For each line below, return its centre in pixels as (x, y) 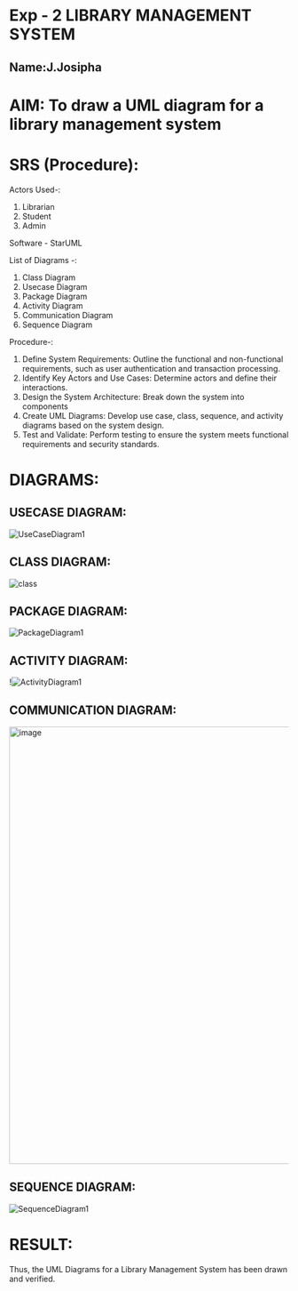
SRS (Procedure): (74, 164)
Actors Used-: (35, 189)
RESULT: (41, 1244)
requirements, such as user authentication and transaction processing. (151, 368)
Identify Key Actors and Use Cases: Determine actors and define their (149, 378)
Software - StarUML (46, 243)
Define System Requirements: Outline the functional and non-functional (153, 359)
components (45, 406)
